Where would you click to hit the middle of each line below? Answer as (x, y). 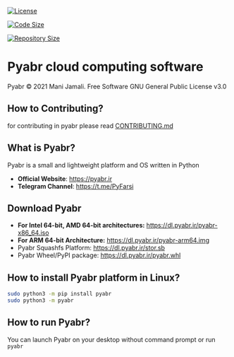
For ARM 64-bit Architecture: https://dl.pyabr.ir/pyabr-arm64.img (113, 240)
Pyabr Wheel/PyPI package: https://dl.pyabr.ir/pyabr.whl (99, 255)
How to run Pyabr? (49, 323)
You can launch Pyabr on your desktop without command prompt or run (112, 339)
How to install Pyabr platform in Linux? (94, 277)
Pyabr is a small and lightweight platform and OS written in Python (103, 165)
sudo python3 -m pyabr (41, 300)
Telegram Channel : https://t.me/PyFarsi (75, 186)
